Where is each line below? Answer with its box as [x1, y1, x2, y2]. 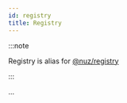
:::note [8, 40, 29, 50]
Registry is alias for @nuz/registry [8, 56, 119, 66]
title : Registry [8, 19, 62, 27]
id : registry [8, 11, 52, 20]
